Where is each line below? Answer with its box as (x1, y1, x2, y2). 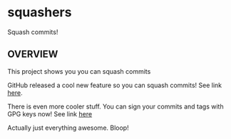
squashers (7, 4, 72, 21)
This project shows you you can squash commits (7, 67, 151, 75)
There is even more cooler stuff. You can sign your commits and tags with (7, 102, 224, 111)
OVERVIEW (7, 48, 58, 60)
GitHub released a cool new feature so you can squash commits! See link (7, 81, 222, 89)
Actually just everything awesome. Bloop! (7, 123, 130, 132)
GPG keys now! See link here (7, 109, 93, 118)
